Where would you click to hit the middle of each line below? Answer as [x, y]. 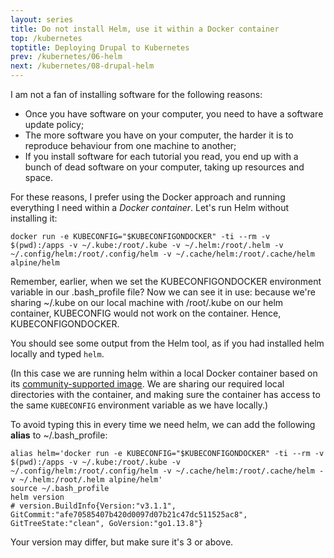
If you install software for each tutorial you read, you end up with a [161, 156]
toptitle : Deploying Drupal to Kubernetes [100, 47]
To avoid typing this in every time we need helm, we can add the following [163, 424]
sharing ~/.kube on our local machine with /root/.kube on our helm [147, 302]
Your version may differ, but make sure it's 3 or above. [122, 542]
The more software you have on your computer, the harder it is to [159, 135]
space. [38, 177]
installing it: [34, 218]
